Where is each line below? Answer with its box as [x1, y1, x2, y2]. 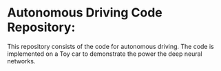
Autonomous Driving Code [7, 5, 163, 21]
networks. [7, 57, 36, 65]
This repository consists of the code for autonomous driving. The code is [7, 42, 215, 50]
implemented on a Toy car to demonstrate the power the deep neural [7, 50, 202, 58]
